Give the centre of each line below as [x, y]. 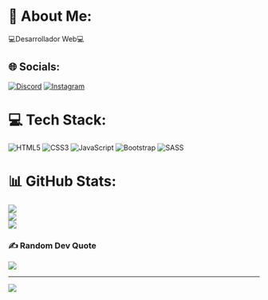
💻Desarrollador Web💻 [46, 38]
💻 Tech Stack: [57, 120]
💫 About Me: [50, 16]
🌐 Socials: [34, 67]
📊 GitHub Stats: [63, 181]
